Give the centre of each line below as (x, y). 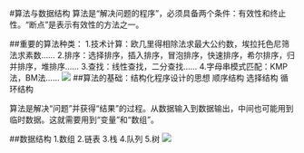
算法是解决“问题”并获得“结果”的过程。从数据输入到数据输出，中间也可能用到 (152, 108)
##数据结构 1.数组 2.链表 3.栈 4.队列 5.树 (85, 139)
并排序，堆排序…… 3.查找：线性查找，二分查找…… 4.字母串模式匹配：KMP (149, 67)
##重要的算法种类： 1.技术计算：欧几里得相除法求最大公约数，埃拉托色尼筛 (150, 44)
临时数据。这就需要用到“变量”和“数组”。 (84, 120)
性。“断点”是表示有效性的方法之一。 (77, 24)
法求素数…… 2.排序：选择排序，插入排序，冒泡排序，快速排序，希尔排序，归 (152, 55)
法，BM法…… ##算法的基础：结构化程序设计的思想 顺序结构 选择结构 (144, 78)
